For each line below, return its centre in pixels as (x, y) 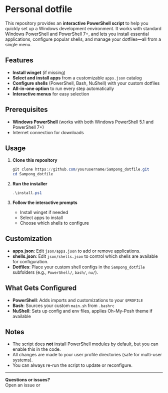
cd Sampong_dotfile (33, 174)
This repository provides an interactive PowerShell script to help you (77, 23)
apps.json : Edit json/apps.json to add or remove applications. (76, 251)
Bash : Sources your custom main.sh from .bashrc (63, 306)
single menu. (18, 44)
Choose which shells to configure (54, 223)
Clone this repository (35, 160)
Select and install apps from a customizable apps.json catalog (77, 78)
